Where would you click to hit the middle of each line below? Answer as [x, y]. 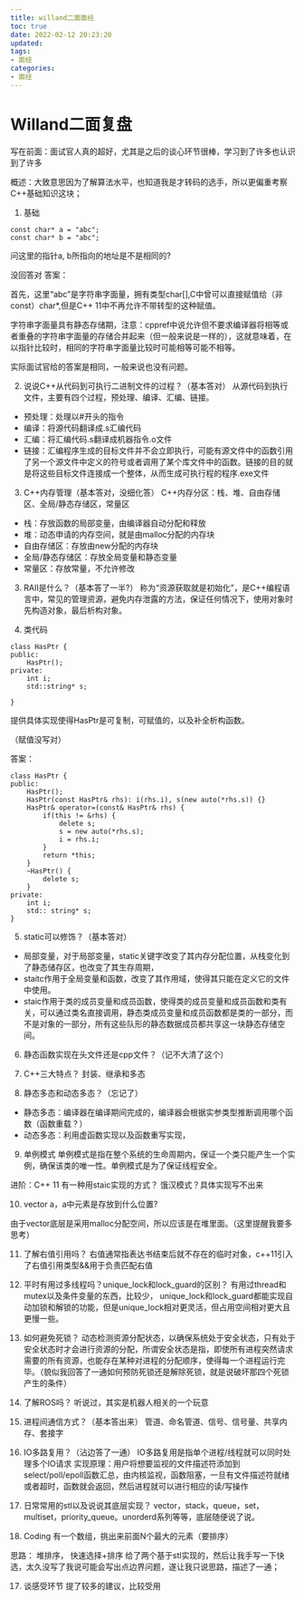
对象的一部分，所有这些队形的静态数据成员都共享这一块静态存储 [158, 1023]
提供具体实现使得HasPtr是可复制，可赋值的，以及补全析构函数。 [130, 720]
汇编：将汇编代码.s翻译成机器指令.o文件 [98, 439]
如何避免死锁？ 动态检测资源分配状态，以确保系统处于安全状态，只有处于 [159, 1337]
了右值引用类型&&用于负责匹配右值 [88, 1265]
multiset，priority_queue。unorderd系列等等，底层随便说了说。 [142, 1517]
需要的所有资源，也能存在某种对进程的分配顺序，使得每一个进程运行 [150, 1360]
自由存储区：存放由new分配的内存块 [91, 546]
